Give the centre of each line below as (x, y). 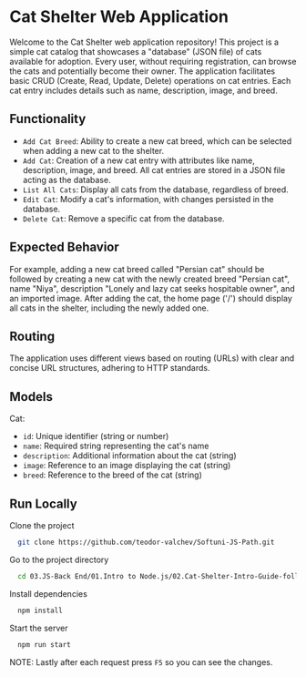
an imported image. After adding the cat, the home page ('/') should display (151, 298)
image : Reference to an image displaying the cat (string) (127, 466)
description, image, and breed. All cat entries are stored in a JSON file (154, 169)
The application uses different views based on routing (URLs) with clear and (152, 358)
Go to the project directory (59, 559)
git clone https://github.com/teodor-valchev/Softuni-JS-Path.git (146, 542)
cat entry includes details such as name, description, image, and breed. (143, 90)
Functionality (48, 119)
